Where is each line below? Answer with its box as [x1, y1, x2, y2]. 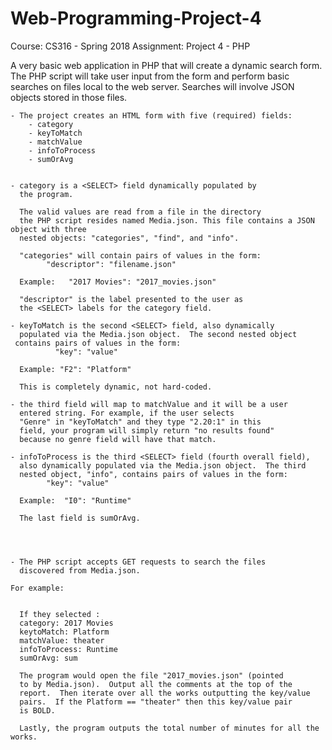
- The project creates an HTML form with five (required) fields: [10, 110, 293, 121]
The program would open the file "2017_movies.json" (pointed [19, 670, 284, 681]
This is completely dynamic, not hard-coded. [19, 382, 213, 392]
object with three [10, 224, 87, 234]
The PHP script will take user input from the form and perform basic [10, 70, 290, 82]
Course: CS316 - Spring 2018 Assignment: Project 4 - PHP [10, 40, 251, 52]
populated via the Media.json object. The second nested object [19, 329, 298, 339]
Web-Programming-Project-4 [10, 7, 262, 30]
